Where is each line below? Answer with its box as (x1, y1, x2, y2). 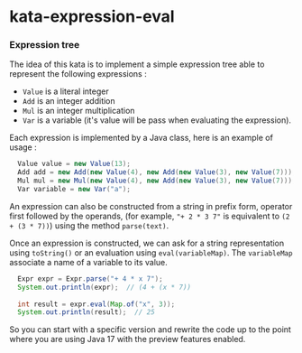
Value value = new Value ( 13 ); (17, 160, 131, 169)
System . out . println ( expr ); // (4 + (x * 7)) (17, 283, 192, 292)
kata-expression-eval (9, 6, 175, 27)
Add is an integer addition (22, 96, 115, 107)
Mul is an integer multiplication (22, 106, 135, 116)
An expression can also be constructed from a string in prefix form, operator (9, 200, 293, 211)
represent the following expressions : (9, 69, 147, 79)
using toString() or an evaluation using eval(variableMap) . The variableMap (9, 246, 293, 258)
